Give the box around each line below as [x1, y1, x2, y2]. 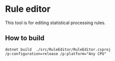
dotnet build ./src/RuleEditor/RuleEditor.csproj [5, 47, 111, 52]
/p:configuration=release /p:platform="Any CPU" [5, 51, 107, 56]
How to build [5, 34, 45, 42]
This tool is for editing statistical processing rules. [5, 20, 106, 26]
